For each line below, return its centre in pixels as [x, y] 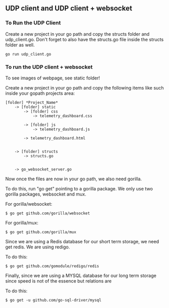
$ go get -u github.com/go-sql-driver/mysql [53, 300]
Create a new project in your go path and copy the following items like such [85, 88]
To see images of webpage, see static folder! [53, 78]
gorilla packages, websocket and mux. [46, 194]
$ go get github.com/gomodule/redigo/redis [52, 266]
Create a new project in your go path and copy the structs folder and [77, 34]
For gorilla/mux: [22, 222]
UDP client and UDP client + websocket [69, 8]
